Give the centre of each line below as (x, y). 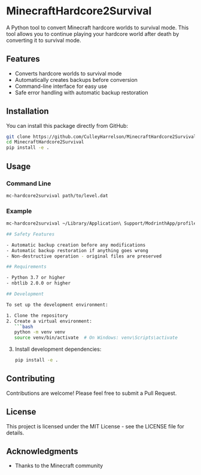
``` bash (24, 327)
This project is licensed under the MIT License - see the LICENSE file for (95, 426)
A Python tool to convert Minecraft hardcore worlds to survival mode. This (98, 27)
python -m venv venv (40, 332)
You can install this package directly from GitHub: (67, 125)
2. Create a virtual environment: (49, 321)
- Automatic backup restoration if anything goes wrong (77, 250)
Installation (28, 111)
